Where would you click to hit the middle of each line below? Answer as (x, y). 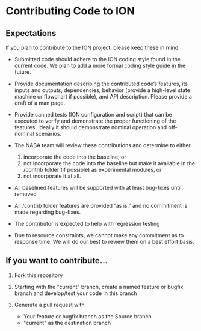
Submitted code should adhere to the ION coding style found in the (97, 59)
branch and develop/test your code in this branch (76, 293)
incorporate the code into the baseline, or (75, 157)
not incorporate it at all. (52, 176)
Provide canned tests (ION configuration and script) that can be (93, 114)
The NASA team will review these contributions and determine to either (102, 145)
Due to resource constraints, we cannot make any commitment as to (99, 235)
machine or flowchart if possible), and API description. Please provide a (103, 96)
